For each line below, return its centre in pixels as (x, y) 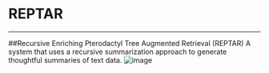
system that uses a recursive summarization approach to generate (118, 52)
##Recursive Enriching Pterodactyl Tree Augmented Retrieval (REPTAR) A (129, 43)
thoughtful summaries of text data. (65, 60)
